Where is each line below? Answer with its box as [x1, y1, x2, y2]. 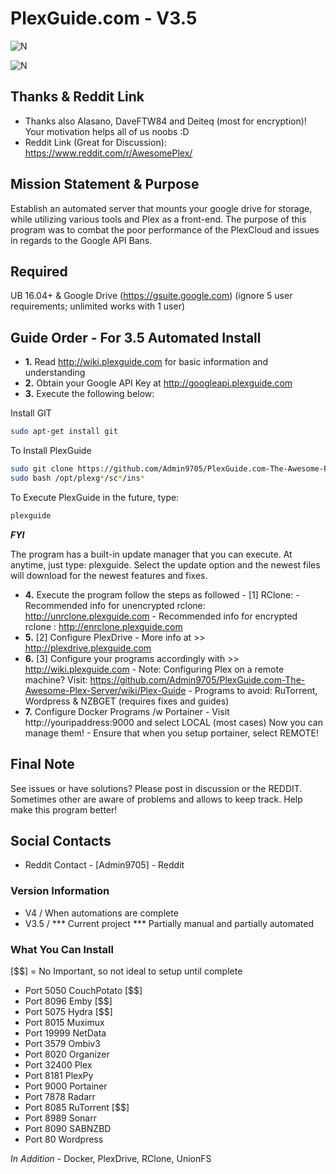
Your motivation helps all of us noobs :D [24, 125, 190, 137]
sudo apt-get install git [10, 427, 118, 437]
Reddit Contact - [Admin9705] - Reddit [24, 859, 185, 871]
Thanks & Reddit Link [10, 88, 145, 106]
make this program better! [10, 803, 118, 816]
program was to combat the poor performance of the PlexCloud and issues [10, 223, 320, 236]
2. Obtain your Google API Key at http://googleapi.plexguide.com [24, 377, 293, 389]
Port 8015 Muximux [24, 1016, 105, 1028]
